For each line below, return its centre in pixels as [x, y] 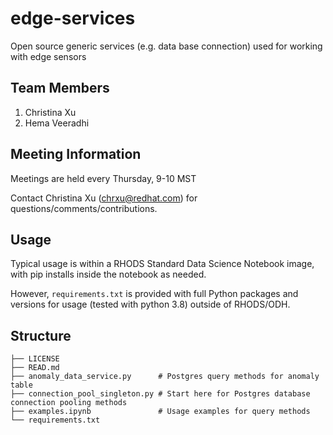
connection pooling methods [69, 403]
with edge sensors [48, 56]
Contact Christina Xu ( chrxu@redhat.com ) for [104, 198]
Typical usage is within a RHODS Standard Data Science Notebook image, [162, 264]
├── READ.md [35, 368]
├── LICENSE [35, 359]
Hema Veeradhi [57, 123]
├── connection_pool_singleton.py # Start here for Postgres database [160, 394]
